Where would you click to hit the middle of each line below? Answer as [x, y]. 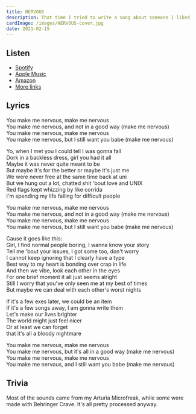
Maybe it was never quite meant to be [53, 164]
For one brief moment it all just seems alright [62, 277]
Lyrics [18, 106]
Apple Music [30, 74]
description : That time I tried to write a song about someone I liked [98, 17]
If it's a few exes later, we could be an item [59, 301]
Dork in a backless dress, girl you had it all [59, 157]
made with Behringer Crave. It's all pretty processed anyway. [82, 404]
